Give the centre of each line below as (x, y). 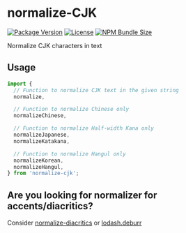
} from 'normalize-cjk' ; (43, 173)
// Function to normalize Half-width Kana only (84, 128)
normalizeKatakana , (42, 141)
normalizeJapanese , (42, 135)
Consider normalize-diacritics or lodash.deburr (75, 223)
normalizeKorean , (39, 160)
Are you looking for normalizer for (82, 195)
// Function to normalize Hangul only (70, 154)
